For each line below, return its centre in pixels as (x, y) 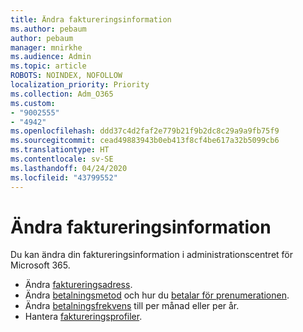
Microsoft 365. (40, 265)
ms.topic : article (48, 66)
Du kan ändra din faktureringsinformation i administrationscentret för (152, 255)
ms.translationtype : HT (60, 150)
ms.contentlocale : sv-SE (62, 159)
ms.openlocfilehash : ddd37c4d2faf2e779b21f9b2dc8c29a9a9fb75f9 (145, 131)
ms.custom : (33, 103)
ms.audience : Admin (51, 57)
